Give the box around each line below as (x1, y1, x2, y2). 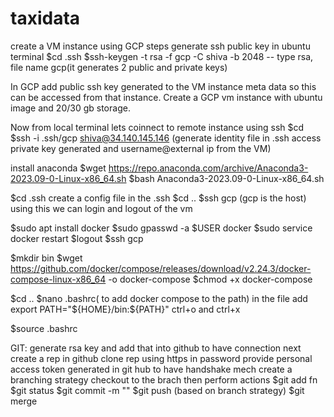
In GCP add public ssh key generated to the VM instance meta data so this (10, 80, 317, 92)
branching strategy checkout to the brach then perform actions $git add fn (10, 373, 318, 386)
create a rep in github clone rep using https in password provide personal (10, 352, 313, 364)
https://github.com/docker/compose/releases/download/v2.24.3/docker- (10, 262, 312, 274)
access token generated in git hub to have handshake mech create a (10, 363, 293, 375)
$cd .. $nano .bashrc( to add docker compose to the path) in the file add (10, 292, 308, 304)
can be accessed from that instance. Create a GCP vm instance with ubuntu (10, 91, 323, 103)
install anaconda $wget (10, 162, 107, 174)
